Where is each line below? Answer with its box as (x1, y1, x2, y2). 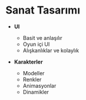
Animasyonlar (22, 82, 57, 89)
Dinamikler (22, 88, 49, 95)
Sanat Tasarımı (5, 4, 81, 17)
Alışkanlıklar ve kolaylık (22, 46, 80, 54)
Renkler (22, 76, 42, 83)
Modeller (22, 69, 45, 76)
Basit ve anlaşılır (22, 34, 62, 41)
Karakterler (14, 58, 43, 65)
